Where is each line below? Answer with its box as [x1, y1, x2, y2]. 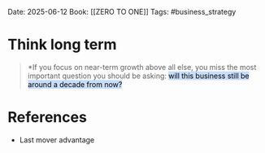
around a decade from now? [27, 79, 123, 89]
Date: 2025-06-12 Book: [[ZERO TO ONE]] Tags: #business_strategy [7, 7, 237, 16]
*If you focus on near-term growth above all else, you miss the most [27, 62, 257, 72]
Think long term [7, 36, 117, 54]
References [7, 108, 87, 127]
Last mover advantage [19, 134, 95, 145]
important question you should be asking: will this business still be [27, 71, 250, 81]
